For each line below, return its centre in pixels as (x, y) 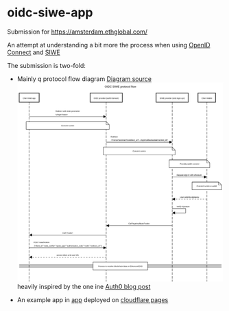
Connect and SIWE (34, 52)
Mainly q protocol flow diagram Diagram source (84, 79)
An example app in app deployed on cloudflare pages (93, 299)
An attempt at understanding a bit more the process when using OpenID (109, 45)
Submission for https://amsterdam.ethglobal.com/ (77, 32)
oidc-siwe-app (50, 13)
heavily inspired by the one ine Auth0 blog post (84, 286)
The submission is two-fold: (46, 65)
